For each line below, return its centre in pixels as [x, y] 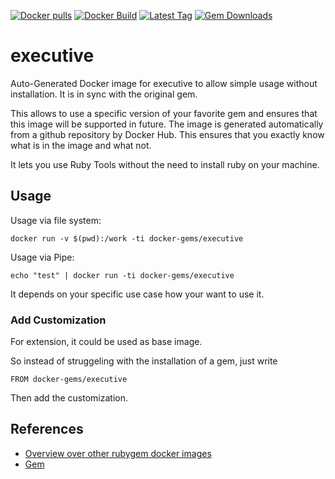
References [47, 429]
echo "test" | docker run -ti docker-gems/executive [122, 275]
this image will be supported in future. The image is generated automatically [167, 124]
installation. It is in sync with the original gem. [104, 94]
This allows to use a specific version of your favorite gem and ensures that [164, 113]
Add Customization [58, 320]
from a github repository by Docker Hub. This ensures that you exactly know [167, 134]
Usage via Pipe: [42, 257]
